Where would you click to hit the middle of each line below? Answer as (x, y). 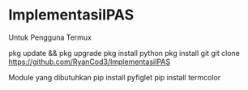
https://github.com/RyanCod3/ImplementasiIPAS (90, 62)
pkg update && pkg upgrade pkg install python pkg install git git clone (124, 53)
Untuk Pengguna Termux (50, 37)
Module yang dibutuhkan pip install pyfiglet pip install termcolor (115, 77)
